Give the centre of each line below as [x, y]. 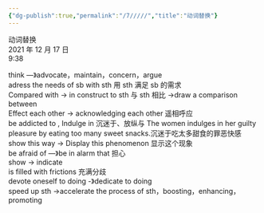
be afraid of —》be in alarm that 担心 [67, 153]
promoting [25, 199]
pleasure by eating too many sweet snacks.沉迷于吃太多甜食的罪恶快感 [125, 133]
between [23, 104]
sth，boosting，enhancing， [193, 191]
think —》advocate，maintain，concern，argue [85, 75]
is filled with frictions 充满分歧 [57, 172]
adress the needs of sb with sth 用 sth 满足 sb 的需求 [95, 85]
